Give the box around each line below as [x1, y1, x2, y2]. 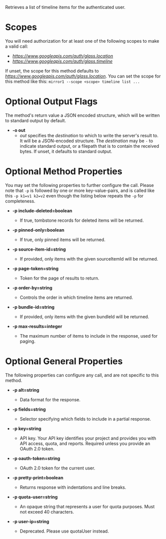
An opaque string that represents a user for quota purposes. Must [19, 503, 155, 509]
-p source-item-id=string [12, 246, 66, 252]
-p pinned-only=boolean [12, 227, 65, 233]
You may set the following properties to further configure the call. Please [5, 182, 154, 188]
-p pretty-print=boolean [12, 474, 64, 480]
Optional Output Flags [5, 96, 98, 107]
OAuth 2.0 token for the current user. [19, 465, 95, 471]
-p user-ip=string [12, 518, 50, 524]
